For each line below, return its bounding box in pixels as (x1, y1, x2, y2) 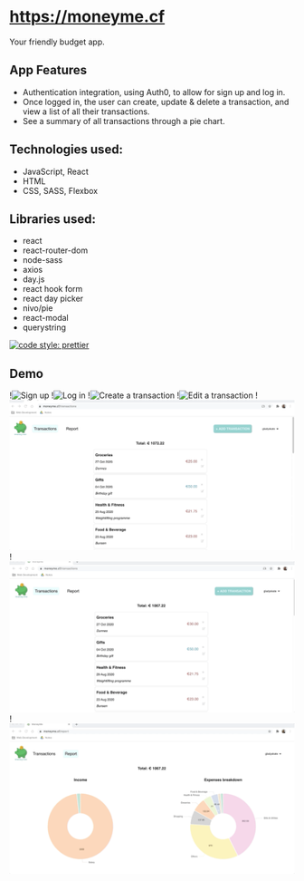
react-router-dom (22, 245, 89, 256)
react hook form (22, 284, 83, 295)
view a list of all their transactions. (22, 106, 150, 117)
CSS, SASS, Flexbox (22, 185, 98, 196)
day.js (22, 274, 45, 285)
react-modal (22, 313, 70, 324)
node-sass (22, 255, 63, 266)
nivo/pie (22, 303, 53, 314)
